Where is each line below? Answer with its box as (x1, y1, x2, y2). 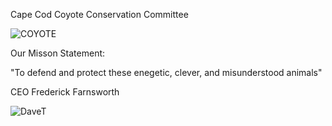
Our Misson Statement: (10, 47, 106, 59)
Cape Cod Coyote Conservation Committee (10, 9, 189, 20)
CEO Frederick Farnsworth (10, 86, 120, 98)
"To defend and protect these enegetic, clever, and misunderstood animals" (10, 67, 323, 78)
